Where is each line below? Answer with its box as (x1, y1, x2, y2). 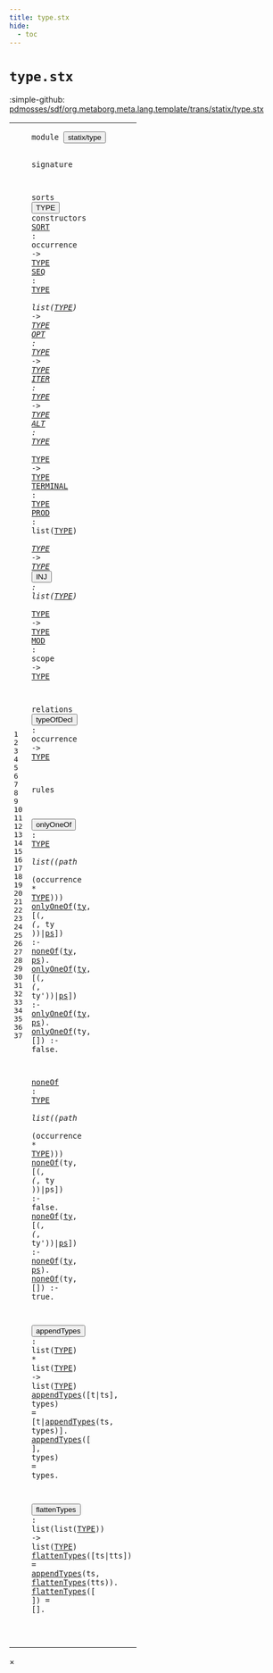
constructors (30, 213, 87, 223)
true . (30, 1292, 55, 1301)
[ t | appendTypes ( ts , (30, 1417, 114, 1427)
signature (30, 159, 73, 170)
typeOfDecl (35, 715, 73, 724)
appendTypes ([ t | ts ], (30, 1390, 119, 1401)
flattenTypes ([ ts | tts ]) (30, 1551, 132, 1561)
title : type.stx (9, 13, 70, 22)
